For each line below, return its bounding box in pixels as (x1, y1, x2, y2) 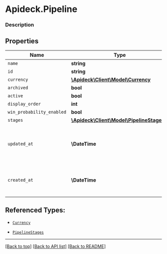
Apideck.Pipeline (5, 3, 78, 15)
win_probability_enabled (7, 109, 67, 115)
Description (5, 21, 34, 28)
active (7, 93, 23, 98)
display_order (7, 101, 41, 107)
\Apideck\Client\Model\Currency (71, 76, 151, 83)
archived (7, 85, 28, 90)
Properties (5, 36, 39, 45)
